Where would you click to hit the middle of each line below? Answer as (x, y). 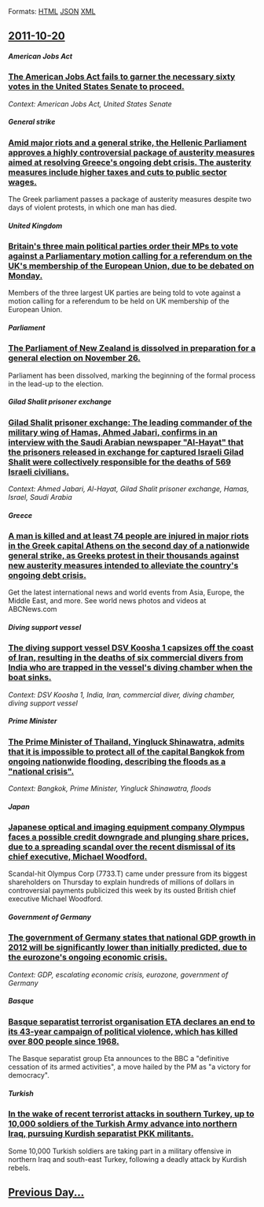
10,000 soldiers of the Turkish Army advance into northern (123, 1124)
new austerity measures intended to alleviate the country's (123, 565)
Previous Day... (46, 1192)
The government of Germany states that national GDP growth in (132, 937)
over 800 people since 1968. (64, 1041)
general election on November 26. (75, 358)
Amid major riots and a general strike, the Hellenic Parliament (128, 143)
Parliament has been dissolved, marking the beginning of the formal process (132, 375)
